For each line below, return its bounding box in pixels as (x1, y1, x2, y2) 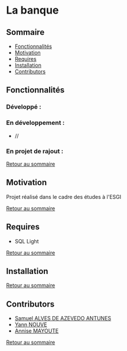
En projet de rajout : (6, 147, 64, 155)
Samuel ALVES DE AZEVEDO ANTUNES (14, 315, 112, 322)
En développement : (6, 119, 65, 127)
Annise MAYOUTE (14, 327, 59, 334)
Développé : (6, 103, 41, 111)
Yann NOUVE (14, 321, 47, 329)
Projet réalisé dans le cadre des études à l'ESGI (6, 193, 122, 200)
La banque (6, 4, 59, 17)
